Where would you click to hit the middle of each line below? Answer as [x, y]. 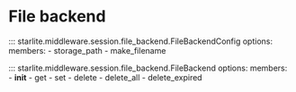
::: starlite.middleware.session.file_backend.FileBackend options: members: [148, 68]
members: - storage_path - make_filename [87, 50]
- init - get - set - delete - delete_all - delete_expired [106, 77]
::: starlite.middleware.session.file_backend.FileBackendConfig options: [141, 41]
